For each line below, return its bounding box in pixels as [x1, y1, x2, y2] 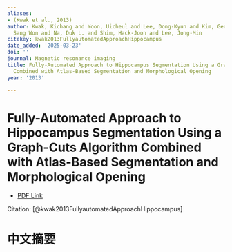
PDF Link [17, 191, 43, 200]
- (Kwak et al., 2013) [7, 17, 72, 23]
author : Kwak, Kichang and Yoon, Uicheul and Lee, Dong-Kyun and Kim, [7, 23, 215, 30]
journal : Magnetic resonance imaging [7, 55, 116, 62]
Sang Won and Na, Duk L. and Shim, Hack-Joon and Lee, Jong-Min [13, 29, 202, 37]
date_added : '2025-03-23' [7, 42, 81, 49]
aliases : [7, 10, 32, 17]
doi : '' [7, 49, 30, 56]
